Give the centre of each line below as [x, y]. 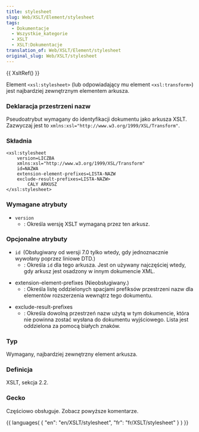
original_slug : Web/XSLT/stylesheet [52, 56]
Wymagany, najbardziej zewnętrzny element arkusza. [72, 354]
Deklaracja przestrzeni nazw [49, 106]
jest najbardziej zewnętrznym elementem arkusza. [68, 90]
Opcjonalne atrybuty [37, 239]
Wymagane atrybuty [37, 205]
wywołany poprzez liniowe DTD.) [55, 258]
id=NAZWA [28, 169]
